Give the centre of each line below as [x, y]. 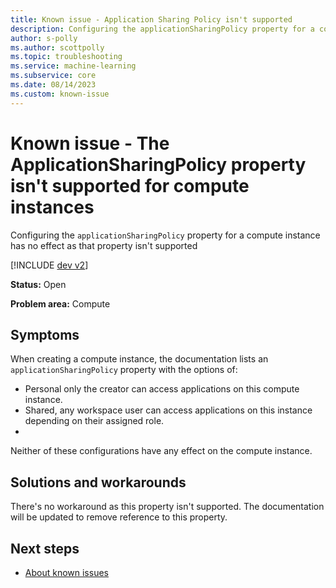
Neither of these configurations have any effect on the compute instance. [161, 451]
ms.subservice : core [53, 76]
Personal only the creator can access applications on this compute [162, 389]
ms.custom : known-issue [60, 94]
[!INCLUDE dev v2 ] [49, 265]
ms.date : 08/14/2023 [53, 85]
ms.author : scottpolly [57, 47]
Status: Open [38, 284]
